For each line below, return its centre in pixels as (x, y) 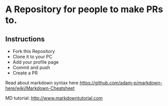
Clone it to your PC (32, 57)
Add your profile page (36, 62)
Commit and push (31, 68)
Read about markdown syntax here (42, 83)
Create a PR (25, 73)
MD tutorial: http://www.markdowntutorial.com (54, 98)
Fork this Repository (34, 51)
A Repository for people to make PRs (84, 9)
